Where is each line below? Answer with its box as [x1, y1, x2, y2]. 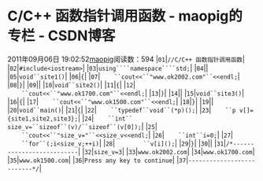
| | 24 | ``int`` [77, 113, 133, 123]
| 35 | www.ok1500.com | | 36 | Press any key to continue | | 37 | [7, 155, 189, 164]
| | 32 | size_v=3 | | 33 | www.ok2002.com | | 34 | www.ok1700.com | [77, 146, 255, 156]
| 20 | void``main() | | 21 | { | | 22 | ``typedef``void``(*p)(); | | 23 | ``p [7, 105, 236, 114]
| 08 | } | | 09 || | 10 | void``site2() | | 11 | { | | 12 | [7, 79, 135, 89]
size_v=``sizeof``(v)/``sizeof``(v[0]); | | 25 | [7, 121, 158, 131]
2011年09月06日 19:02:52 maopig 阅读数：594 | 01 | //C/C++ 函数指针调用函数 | [7, 54, 246, 64]
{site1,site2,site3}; [7, 115, 79, 123]
